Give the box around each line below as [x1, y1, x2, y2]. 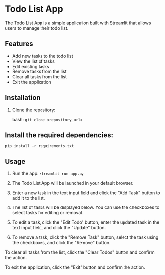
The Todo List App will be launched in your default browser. [12, 180, 134, 186]
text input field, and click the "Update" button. [12, 225, 106, 231]
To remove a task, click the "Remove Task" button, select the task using [12, 234, 159, 240]
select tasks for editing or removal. [12, 210, 83, 216]
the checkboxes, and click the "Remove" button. [12, 240, 111, 246]
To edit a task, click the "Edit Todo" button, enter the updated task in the [12, 219, 160, 225]
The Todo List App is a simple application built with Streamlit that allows [5, 20, 151, 26]
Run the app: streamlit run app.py [12, 170, 84, 177]
